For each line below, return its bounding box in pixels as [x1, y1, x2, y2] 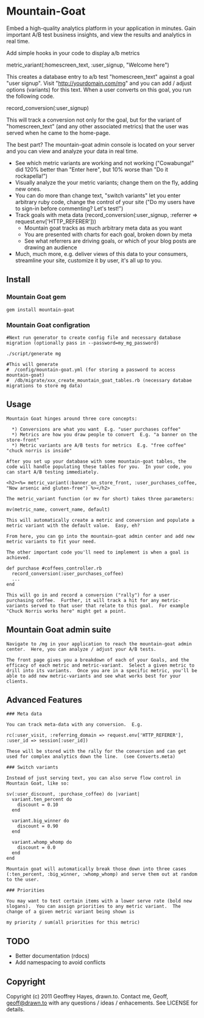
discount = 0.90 [17, 823, 59, 829]
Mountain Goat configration [6, 321, 90, 329]
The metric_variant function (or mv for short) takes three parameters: [6, 496, 195, 502]
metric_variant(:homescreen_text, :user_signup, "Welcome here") [6, 61, 169, 68]
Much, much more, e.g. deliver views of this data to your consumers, [15, 250, 188, 257]
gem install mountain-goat [6, 307, 75, 313]
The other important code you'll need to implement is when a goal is [6, 549, 189, 555]
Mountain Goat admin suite [6, 624, 111, 635]
